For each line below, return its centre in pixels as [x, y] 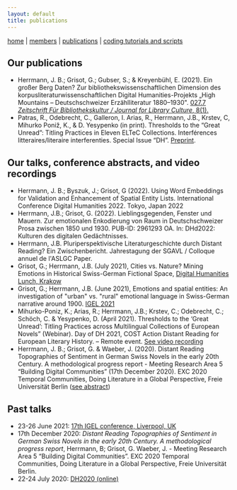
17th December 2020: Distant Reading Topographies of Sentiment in [117, 433]
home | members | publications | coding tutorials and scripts [95, 40]
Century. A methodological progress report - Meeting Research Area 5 [120, 364]
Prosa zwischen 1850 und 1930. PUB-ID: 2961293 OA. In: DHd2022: [116, 228]
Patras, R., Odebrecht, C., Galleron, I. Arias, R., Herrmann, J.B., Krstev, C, [124, 118]
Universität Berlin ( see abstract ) [64, 386]
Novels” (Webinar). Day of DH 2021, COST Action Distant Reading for [118, 334]
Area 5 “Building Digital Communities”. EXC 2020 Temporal [103, 456]
